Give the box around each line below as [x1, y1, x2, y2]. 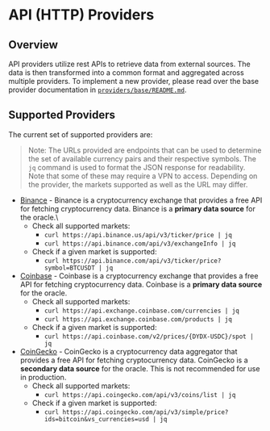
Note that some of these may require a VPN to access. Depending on [27, 171, 258, 181]
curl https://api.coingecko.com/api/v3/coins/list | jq [44, 391, 236, 399]
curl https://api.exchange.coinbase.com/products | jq [44, 315, 232, 324]
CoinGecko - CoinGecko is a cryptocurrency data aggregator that [19, 346, 238, 356]
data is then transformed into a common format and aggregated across [8, 68, 244, 77]
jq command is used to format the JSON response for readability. [27, 162, 246, 172]
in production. [19, 372, 67, 382]
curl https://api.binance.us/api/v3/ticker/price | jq [44, 231, 232, 239]
